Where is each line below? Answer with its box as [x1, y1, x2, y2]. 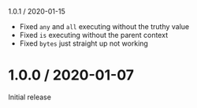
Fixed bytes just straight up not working [19, 39, 148, 48]
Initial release [8, 92, 51, 102]
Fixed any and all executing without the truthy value [19, 22, 190, 31]
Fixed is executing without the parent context [19, 31, 168, 39]
